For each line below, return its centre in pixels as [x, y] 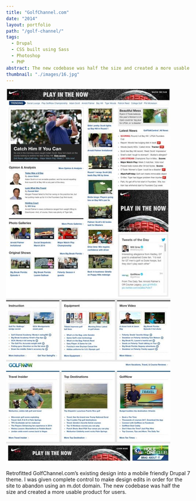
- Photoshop [26, 56]
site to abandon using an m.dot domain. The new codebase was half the [93, 486]
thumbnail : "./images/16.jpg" [43, 74]
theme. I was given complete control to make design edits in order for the [94, 480]
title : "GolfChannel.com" [37, 12]
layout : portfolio [28, 25]
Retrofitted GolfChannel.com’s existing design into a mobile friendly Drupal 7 [98, 473]
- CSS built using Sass [40, 50]
